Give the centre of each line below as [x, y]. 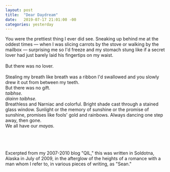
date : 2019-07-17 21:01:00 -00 [41, 19]
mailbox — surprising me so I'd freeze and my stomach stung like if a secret [85, 50]
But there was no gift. [28, 88]
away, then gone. [23, 120]
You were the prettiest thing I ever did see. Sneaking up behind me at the [82, 39]
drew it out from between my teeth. [42, 82]
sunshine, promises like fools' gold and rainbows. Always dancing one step [84, 115]
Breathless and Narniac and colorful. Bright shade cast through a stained [82, 104]
